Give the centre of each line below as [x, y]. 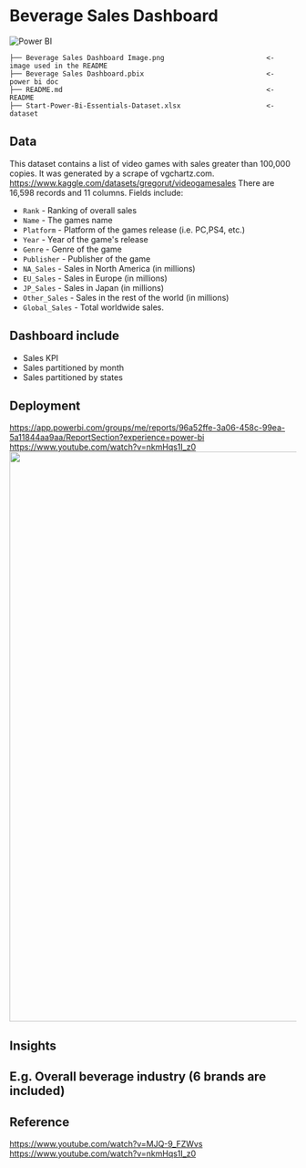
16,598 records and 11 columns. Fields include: [97, 192]
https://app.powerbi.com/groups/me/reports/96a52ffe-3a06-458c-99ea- [147, 428]
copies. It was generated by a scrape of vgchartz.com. [112, 173]
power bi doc [34, 82]
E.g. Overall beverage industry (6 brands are [138, 1077]
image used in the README [58, 66]
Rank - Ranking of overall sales [80, 210]
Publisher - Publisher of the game [87, 258]
